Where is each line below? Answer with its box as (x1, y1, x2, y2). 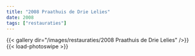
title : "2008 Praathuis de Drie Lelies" (6, 8, 111, 15)
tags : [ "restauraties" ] (6, 20, 67, 26)
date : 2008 (6, 14, 34, 20)
